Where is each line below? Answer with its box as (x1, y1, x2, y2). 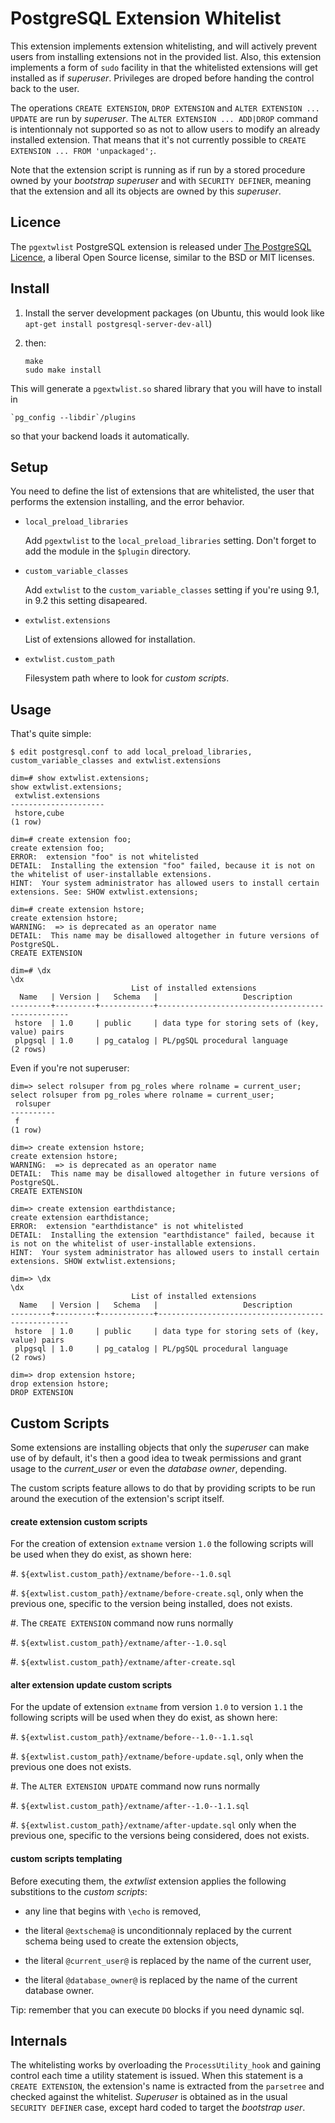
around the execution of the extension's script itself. (10, 1493, 225, 1504)
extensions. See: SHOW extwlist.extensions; (10, 887, 199, 897)
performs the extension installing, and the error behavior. (10, 496, 245, 508)
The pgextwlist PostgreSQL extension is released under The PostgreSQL (10, 240, 312, 252)
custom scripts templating (10, 1853, 123, 1864)
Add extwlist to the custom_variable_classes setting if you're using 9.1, (24, 584, 320, 596)
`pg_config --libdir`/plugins (10, 412, 137, 422)
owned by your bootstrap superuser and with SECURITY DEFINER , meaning (10, 174, 312, 186)
